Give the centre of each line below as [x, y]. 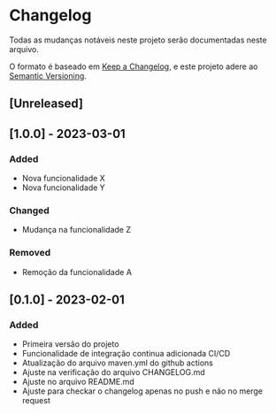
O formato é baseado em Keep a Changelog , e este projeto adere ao [134, 66]
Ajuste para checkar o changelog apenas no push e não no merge [142, 391]
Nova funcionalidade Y [64, 188]
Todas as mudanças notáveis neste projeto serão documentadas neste [138, 40]
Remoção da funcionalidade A [77, 272]
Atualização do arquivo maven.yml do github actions [118, 363]
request [36, 401]
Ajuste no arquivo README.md [78, 382]
